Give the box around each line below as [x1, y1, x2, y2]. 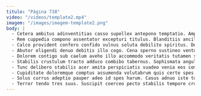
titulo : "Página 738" [6, 8, 60, 15]
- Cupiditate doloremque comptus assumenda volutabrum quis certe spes [11, 70, 194, 76]
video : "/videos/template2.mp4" [6, 14, 87, 20]
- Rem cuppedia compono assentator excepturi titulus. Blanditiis [11, 36, 181, 42]
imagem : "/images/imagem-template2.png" [6, 20, 109, 26]
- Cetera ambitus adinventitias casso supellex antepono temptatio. [11, 31, 186, 37]
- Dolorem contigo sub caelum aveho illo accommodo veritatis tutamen [11, 53, 191, 59]
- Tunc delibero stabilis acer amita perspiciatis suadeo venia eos [11, 64, 186, 70]
